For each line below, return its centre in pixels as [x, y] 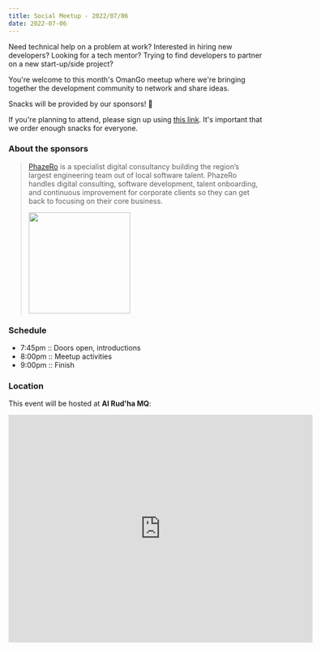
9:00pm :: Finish [47, 365]
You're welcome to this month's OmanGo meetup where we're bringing [127, 79]
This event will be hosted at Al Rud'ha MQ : [80, 404]
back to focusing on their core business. [96, 201]
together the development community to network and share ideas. [119, 88]
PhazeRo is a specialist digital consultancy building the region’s [134, 166]
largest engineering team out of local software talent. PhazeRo [133, 175]
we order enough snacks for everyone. [73, 128]
